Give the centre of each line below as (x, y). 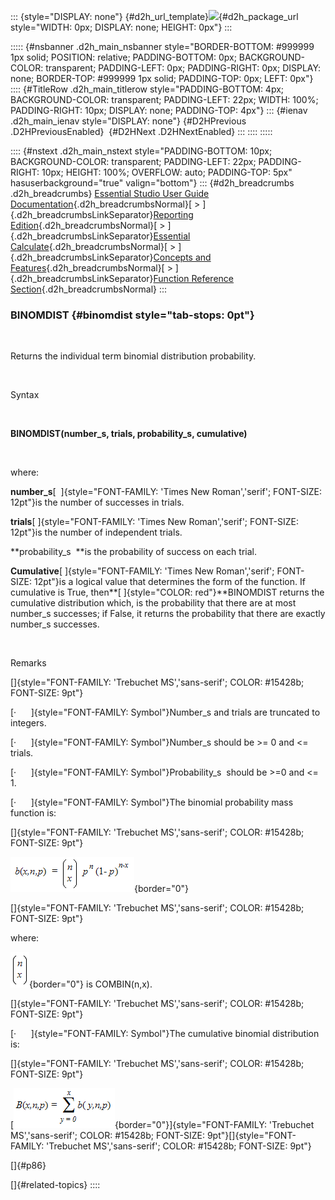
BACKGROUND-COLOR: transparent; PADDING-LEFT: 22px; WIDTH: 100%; (164, 99)
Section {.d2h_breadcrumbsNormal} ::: (89, 289)
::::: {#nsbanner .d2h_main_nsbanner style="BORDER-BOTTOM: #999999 (162, 46)
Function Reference (193, 278)
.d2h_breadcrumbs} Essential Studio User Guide (110, 193)
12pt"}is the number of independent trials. (96, 532)
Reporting (173, 214)
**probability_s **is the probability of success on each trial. (133, 552)
